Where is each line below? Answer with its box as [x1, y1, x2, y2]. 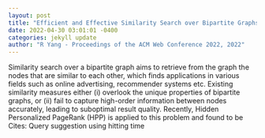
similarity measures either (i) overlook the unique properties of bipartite [8, 88, 241, 97]
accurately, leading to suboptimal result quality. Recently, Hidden [8, 104, 219, 114]
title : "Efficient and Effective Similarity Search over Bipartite [8, 19, 235, 27]
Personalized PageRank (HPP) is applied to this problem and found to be [8, 113, 244, 122]
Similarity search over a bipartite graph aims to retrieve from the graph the [8, 62, 250, 72]
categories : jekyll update [8, 33, 97, 42]
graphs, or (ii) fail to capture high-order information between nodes [8, 96, 227, 106]
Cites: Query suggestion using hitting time [8, 121, 145, 131]
